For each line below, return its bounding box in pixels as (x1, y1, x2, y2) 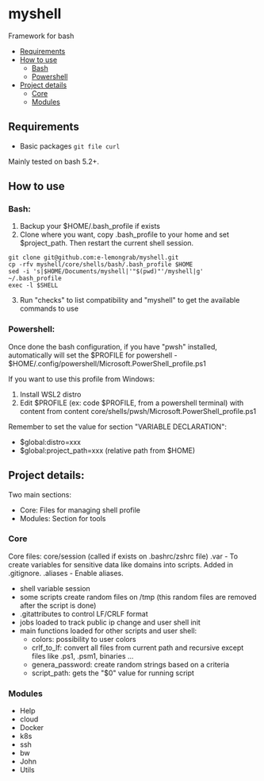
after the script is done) (19, 601, 97, 610)
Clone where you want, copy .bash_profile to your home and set (19, 230, 230, 239)
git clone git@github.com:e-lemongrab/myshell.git (8, 253, 179, 262)
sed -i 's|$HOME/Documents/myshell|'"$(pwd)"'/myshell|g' (8, 268, 204, 276)
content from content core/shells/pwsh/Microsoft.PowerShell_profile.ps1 (19, 406, 256, 416)
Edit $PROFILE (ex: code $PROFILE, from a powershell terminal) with (19, 398, 244, 408)
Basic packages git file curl (19, 141, 121, 151)
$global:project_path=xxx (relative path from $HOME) (19, 446, 196, 455)
